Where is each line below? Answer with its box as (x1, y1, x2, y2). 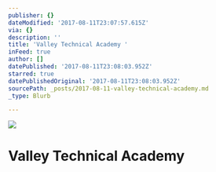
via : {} (8, 26, 34, 34)
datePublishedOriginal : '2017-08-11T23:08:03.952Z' (8, 77, 181, 85)
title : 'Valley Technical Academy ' (8, 41, 128, 49)
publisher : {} (8, 11, 55, 20)
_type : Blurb (8, 92, 51, 100)
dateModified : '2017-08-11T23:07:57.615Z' (8, 19, 149, 27)
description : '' (8, 33, 61, 42)
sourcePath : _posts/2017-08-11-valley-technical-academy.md (8, 84, 210, 93)
